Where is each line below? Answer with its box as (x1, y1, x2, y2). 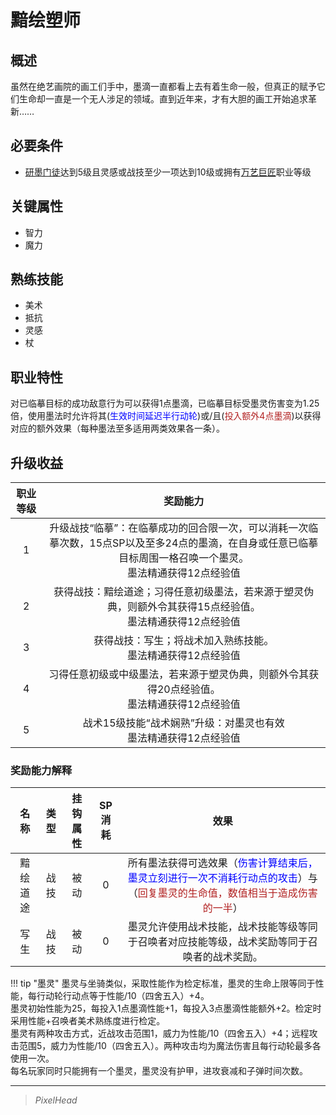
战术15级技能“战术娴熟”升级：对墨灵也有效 (82, 716, 285, 730)
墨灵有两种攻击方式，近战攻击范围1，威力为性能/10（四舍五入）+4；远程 (10, 1027, 310, 1040)
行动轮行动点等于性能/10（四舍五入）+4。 (36, 990, 210, 1002)
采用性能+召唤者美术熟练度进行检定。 (10, 1015, 166, 1027)
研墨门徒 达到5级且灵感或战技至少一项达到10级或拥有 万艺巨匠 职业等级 (24, 166, 312, 178)
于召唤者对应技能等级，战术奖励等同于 (127, 935, 308, 949)
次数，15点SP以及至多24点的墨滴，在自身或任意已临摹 (59, 536, 319, 550)
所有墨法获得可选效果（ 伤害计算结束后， (127, 856, 318, 870)
